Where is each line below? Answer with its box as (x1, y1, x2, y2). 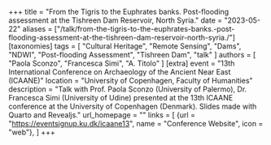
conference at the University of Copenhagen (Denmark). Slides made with (8, 101, 257, 111)
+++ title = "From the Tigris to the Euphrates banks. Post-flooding (8, 7, 229, 16)
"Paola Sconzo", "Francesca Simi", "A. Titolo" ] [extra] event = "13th (8, 58, 235, 68)
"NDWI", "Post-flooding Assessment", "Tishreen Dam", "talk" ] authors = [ (8, 50, 256, 59)
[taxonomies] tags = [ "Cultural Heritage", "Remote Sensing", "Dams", (8, 41, 242, 51)
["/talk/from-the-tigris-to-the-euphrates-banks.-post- (54, 24, 235, 33)
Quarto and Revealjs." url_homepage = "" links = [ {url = (8, 110, 195, 120)
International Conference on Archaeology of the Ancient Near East (8, 67, 231, 76)
